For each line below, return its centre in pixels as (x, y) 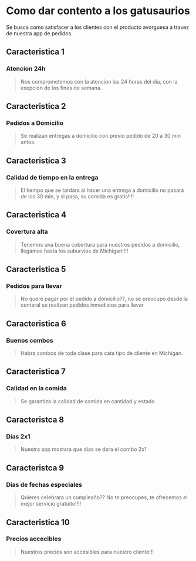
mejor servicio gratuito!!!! (51, 504)
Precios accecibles (34, 539)
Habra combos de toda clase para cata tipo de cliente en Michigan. (102, 353)
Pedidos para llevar (34, 286)
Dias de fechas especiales (44, 484)
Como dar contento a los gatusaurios (98, 11)
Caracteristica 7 (36, 372)
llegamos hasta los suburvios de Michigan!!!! (74, 251)
